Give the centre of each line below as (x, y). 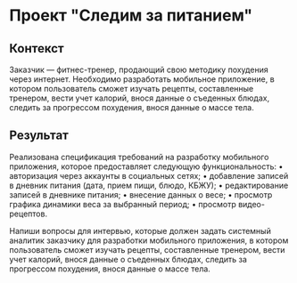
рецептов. (28, 214)
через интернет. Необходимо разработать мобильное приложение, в (142, 79)
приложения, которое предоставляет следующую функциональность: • (146, 166)
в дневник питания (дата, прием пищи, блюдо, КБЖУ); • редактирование (149, 185)
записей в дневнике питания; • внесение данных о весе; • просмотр (141, 194)
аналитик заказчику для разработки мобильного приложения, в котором (149, 240)
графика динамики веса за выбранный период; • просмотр (123, 204)
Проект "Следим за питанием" (131, 16)
